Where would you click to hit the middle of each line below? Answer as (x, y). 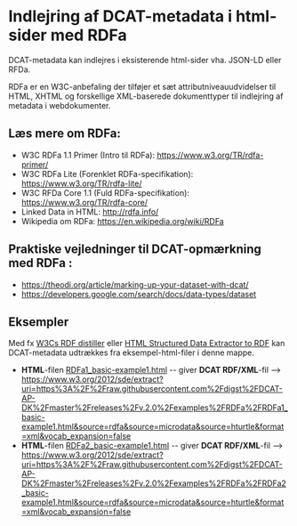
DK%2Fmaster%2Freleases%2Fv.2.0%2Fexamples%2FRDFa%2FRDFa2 (153, 483)
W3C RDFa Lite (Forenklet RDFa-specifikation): (107, 174)
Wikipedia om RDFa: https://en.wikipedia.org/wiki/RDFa (122, 221)
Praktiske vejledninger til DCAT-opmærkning (135, 250)
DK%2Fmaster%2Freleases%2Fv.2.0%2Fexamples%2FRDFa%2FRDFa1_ (154, 408)
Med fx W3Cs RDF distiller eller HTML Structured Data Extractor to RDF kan (147, 344)
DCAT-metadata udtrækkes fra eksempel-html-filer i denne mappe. (132, 352)
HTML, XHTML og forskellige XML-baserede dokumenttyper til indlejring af (146, 96)
